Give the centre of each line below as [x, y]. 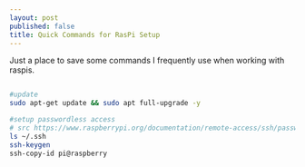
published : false [42, 26]
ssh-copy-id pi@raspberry [58, 153]
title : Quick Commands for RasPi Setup [85, 34]
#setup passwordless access [63, 120]
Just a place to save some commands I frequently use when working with [147, 61]
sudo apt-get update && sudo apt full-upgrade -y [105, 103]
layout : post [34, 18]
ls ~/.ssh [28, 136]
